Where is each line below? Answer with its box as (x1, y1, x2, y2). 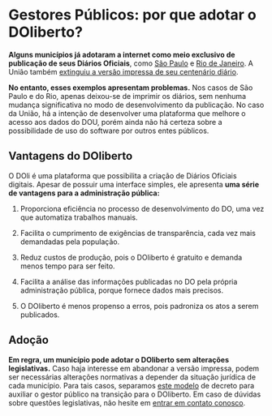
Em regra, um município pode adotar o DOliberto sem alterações (8, 354, 230, 364)
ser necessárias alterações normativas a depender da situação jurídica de (8, 371, 257, 382)
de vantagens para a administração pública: (8, 188, 160, 198)
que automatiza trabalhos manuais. (19, 212, 138, 222)
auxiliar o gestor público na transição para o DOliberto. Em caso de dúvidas (8, 389, 261, 399)
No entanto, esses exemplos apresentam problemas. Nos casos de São (8, 83, 253, 92)
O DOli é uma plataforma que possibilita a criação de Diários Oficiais (8, 170, 237, 180)
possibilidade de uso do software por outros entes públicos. (8, 126, 209, 135)
